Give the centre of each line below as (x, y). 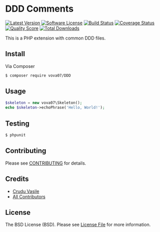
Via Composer (20, 66)
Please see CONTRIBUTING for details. (46, 163)
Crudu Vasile (26, 191)
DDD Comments (40, 9)
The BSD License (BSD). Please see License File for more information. (78, 225)
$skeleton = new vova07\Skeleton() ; (44, 103)
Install (15, 54)
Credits (17, 179)
